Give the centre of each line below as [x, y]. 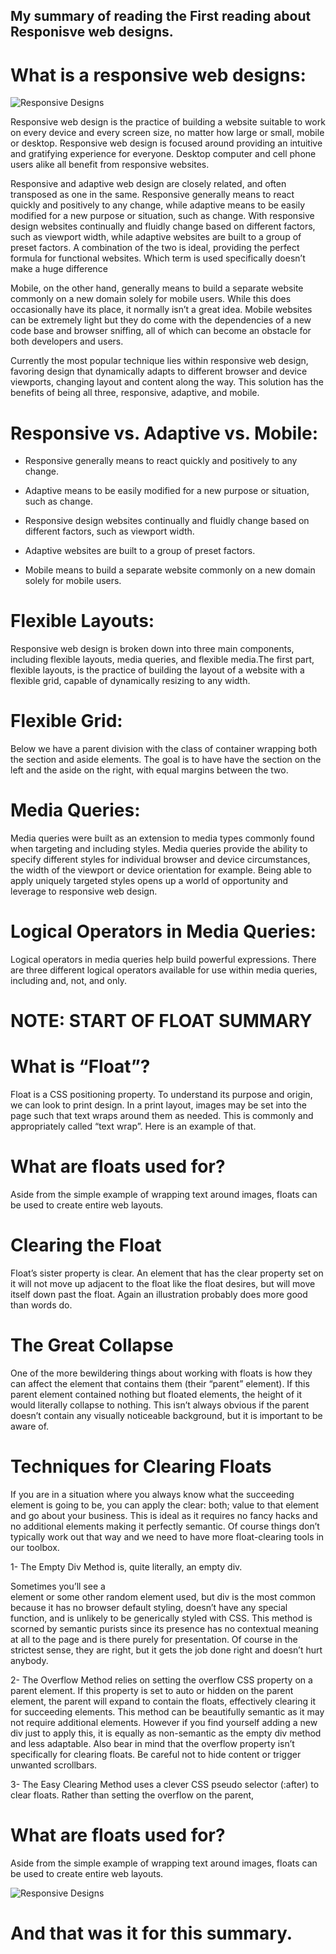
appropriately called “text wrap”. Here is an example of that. [133, 1126]
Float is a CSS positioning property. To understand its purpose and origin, [161, 1095]
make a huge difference [59, 269]
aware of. [30, 1426]
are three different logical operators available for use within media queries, [164, 970]
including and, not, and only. [69, 981]
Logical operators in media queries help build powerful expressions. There [163, 960]
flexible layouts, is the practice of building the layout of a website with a [157, 670]
